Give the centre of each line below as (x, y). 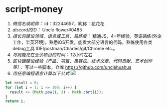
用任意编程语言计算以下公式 (41, 73)
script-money (34, 9)
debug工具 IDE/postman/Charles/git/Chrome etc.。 (65, 48)
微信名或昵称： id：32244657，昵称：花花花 (58, 23)
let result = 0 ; (22, 83)
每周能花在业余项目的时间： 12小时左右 (52, 54)
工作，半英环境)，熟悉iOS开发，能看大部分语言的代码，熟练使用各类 (82, 42)
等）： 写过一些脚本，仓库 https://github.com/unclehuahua (72, 67)
